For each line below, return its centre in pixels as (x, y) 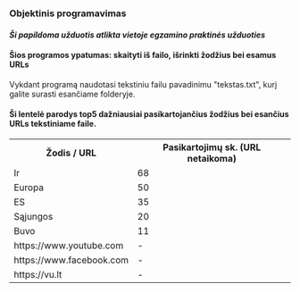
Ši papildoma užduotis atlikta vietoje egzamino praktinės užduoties (137, 35)
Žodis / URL (71, 153)
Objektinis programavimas (68, 13)
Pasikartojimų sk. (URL (212, 147)
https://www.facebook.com (71, 260)
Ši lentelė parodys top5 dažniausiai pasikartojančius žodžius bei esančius (149, 114)
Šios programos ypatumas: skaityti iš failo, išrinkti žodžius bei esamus (143, 55)
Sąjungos (33, 216)
